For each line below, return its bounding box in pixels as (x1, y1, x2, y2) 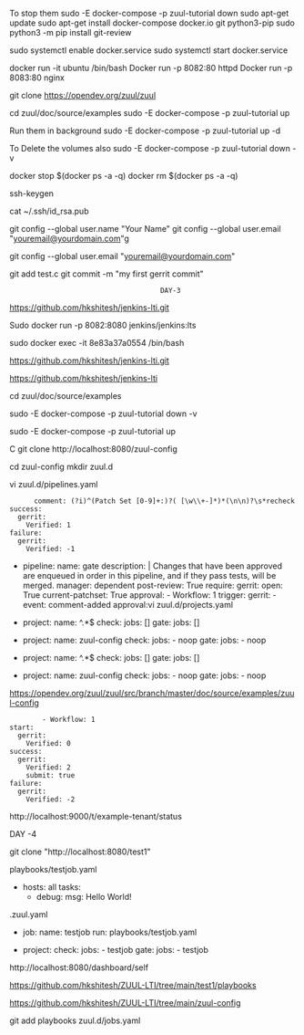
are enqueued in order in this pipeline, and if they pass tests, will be (22, 570, 277, 580)
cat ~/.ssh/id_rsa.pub (9, 205, 89, 216)
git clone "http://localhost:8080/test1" (9, 846, 151, 857)
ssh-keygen (9, 188, 55, 199)
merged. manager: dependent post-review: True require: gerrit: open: (22, 580, 284, 591)
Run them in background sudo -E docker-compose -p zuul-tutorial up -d (9, 125, 281, 136)
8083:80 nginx (9, 72, 66, 83)
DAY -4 (9, 829, 37, 839)
